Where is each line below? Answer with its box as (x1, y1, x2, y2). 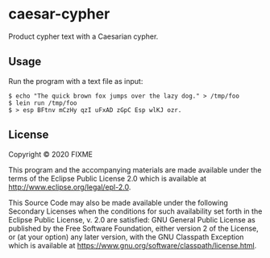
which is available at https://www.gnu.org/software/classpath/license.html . (8, 240, 257, 250)
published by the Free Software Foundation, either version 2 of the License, (8, 223, 260, 233)
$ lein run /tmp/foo (8, 98, 78, 107)
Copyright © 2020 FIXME (8, 149, 93, 159)
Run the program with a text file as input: (8, 76, 143, 85)
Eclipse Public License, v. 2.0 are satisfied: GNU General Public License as (8, 214, 255, 224)
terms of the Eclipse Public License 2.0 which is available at (8, 173, 207, 183)
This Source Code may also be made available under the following (8, 198, 228, 207)
